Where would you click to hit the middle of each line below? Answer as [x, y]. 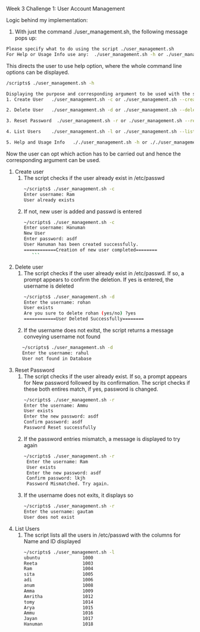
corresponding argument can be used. [53, 160]
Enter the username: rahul [55, 353]
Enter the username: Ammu [56, 405]
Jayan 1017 [58, 619]
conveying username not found [62, 337]
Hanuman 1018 [58, 624]
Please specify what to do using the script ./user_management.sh [90, 49]
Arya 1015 [58, 608]
